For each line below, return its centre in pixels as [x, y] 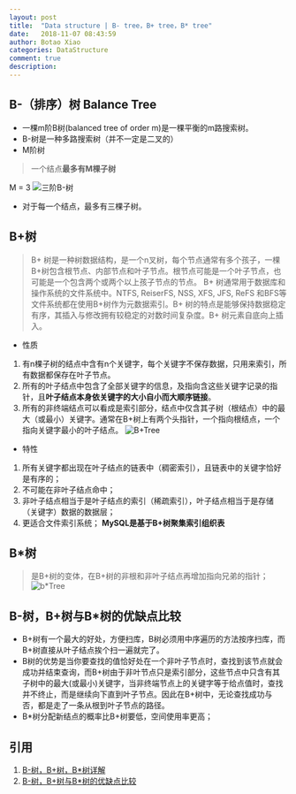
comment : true [35, 58]
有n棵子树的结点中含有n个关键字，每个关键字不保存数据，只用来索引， [151, 363]
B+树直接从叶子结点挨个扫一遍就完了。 [93, 650]
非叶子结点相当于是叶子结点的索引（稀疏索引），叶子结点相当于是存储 [148, 500]
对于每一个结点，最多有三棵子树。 [84, 206]
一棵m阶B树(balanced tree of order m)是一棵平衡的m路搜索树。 [137, 127]
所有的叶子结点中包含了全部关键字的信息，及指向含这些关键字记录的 [146, 386]
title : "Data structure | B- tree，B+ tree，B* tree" [111, 26]
